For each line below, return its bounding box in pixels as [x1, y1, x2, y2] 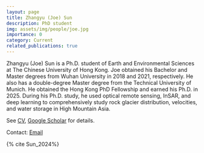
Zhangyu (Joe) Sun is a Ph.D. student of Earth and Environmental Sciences [6, 59, 195, 67]
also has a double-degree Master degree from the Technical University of [6, 79, 192, 86]
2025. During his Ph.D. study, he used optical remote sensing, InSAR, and [6, 92, 191, 99]
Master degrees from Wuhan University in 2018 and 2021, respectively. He [6, 73, 194, 80]
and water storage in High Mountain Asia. [6, 105, 111, 112]
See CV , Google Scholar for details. [6, 116, 95, 124]
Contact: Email [6, 129, 43, 136]
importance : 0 [6, 32, 43, 38]
